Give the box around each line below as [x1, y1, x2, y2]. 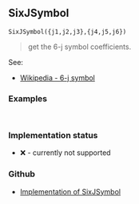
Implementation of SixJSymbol [19, 186, 121, 196]
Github [8, 169, 36, 180]
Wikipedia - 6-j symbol [19, 72, 96, 83]
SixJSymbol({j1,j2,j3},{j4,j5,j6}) [8, 27, 127, 35]
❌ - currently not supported [19, 148, 111, 157]
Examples [8, 92, 48, 104]
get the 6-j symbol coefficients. [27, 42, 132, 51]
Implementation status [8, 130, 98, 141]
